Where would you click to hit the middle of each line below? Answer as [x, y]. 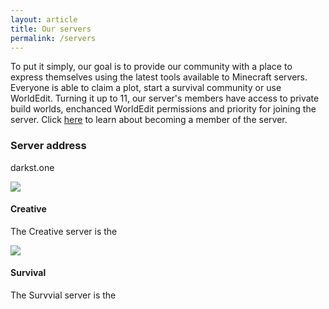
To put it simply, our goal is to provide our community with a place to [151, 67]
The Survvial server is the [63, 295]
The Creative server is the [64, 231]
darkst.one [32, 167]
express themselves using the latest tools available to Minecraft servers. [159, 77]
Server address [48, 146]
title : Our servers [51, 29]
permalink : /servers [53, 38]
